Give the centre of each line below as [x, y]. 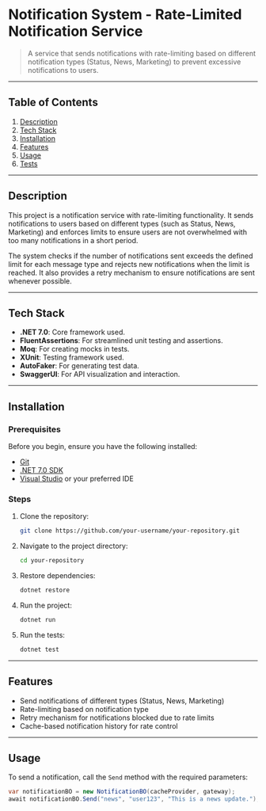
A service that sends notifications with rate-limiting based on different [141, 53]
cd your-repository [52, 561]
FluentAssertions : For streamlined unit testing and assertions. [121, 341]
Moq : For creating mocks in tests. [74, 349]
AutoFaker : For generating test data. [80, 366]
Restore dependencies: [57, 576]
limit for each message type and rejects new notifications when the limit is [129, 264]
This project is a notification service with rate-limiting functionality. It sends [131, 215]
